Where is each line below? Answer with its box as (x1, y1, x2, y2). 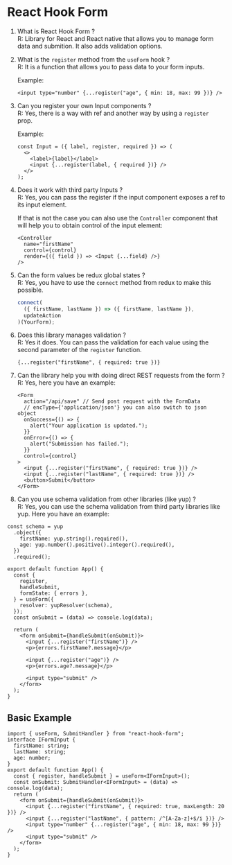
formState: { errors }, (19, 590, 89, 597)
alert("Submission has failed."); (30, 441, 130, 448)
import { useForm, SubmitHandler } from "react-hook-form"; (7, 731, 185, 737)
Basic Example (7, 712, 72, 724)
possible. (17, 286, 44, 294)
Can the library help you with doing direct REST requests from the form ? (17, 372, 225, 380)
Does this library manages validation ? (17, 331, 127, 340)
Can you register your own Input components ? (17, 101, 152, 110)
